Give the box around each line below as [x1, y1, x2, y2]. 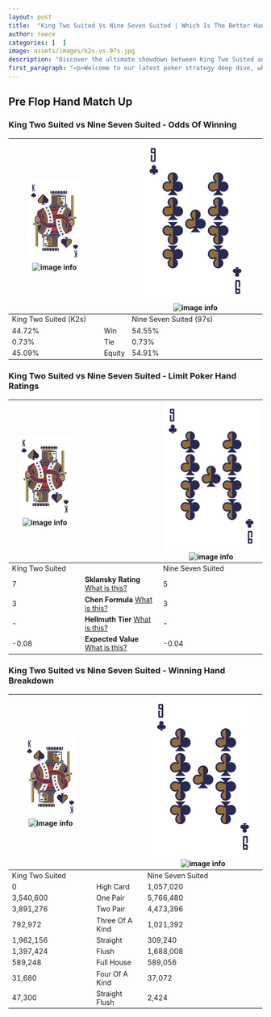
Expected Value [84, 634, 140, 644]
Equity [103, 348, 125, 358]
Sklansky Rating [84, 575, 141, 584]
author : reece [8, 30, 56, 38]
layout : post [8, 13, 52, 21]
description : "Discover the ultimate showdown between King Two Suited [8, 56, 254, 64]
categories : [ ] [8, 39, 67, 47]
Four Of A [96, 969, 128, 978]
